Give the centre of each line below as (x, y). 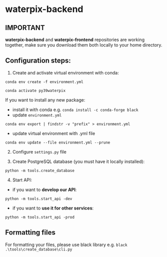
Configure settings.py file (39, 151)
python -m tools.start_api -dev (39, 198)
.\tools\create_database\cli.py (39, 249)
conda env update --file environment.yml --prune (58, 142)
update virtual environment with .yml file (54, 133)
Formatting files (30, 233)
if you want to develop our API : (45, 189)
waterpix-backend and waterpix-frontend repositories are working (75, 39)
